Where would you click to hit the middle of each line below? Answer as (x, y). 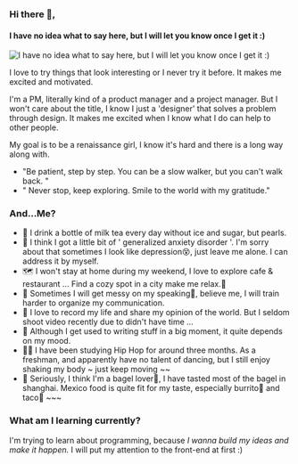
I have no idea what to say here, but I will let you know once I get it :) (137, 36)
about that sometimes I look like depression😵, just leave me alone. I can (155, 252)
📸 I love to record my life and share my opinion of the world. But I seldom (156, 313)
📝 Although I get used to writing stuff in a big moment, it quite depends (152, 331)
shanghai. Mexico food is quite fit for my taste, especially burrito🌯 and (151, 388)
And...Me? (33, 214)
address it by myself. (61, 261)
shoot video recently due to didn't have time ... (108, 322)
